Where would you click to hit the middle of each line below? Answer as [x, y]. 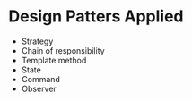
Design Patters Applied [96, 17]
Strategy [37, 41]
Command [40, 79]
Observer [39, 88]
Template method [54, 60]
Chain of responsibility [63, 50]
